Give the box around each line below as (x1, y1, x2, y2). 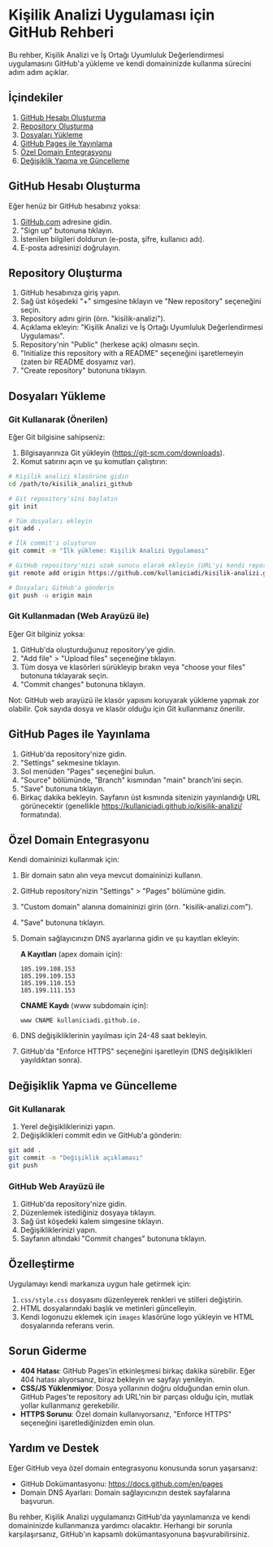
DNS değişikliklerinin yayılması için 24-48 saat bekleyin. (19, 1031, 208, 1041)
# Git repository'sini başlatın (8, 494, 118, 502)
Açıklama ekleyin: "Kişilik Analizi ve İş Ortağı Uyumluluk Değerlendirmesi (19, 322, 263, 332)
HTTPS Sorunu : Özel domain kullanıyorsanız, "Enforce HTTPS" (19, 1409, 232, 1418)
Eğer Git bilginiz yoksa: (8, 629, 85, 638)
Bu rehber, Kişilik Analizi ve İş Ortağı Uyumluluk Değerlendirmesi (8, 50, 224, 59)
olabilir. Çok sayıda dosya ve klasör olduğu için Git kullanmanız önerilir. (8, 703, 245, 713)
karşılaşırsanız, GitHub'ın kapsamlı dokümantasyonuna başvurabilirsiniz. (8, 1529, 250, 1539)
